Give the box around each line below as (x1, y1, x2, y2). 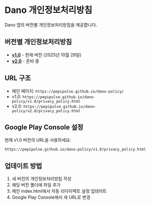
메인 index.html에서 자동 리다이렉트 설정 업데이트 (11, 188, 107, 194)
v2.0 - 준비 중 (11, 58, 39, 64)
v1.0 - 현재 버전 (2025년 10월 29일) (11, 51, 82, 57)
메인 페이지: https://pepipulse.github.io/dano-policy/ (11, 88, 124, 94)
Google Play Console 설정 (4, 123, 83, 131)
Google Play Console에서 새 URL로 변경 (11, 194, 91, 201)
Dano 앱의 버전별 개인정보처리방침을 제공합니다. (4, 22, 97, 28)
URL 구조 (4, 74, 31, 82)
